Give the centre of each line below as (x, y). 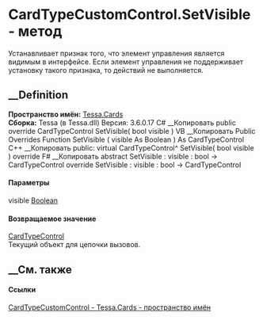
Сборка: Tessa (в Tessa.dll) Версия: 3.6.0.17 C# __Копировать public (122, 122)
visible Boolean (33, 200)
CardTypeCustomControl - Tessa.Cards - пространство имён (110, 307)
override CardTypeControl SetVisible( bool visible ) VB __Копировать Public (132, 131)
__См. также (40, 270)
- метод (35, 31)
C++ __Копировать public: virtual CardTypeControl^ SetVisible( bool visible (131, 147)
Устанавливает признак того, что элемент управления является (116, 53)
